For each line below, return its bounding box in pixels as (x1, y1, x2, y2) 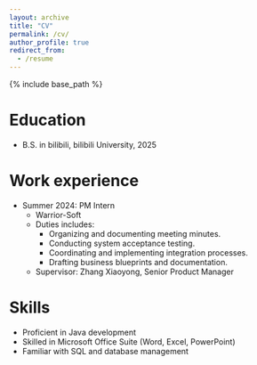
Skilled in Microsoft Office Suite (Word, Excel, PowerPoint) (21, 336, 236, 347)
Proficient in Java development (21, 327, 136, 337)
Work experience (9, 171, 140, 191)
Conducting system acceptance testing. (48, 238, 196, 248)
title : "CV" (9, 21, 53, 30)
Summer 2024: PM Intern (21, 199, 116, 210)
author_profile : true (9, 37, 90, 47)
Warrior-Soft (35, 209, 82, 220)
